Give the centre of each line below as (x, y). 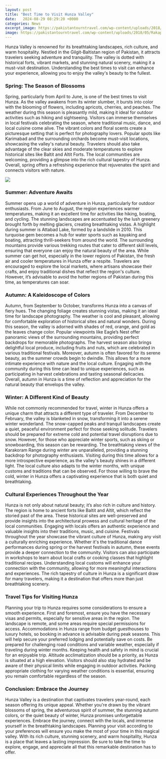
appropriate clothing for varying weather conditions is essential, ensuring (80, 670)
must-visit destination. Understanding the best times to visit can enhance (80, 68)
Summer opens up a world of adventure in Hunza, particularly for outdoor (80, 203)
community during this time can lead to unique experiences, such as (75, 369)
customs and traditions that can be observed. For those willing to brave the (82, 471)
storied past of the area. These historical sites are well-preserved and (76, 516)
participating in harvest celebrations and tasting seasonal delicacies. (75, 374)
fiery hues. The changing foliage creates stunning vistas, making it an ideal (82, 311)
